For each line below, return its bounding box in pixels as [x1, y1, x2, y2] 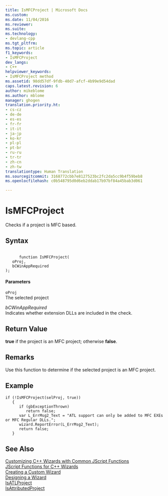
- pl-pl [5, 140, 22, 146]
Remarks [5, 353, 35, 362]
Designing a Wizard [5, 475, 47, 481]
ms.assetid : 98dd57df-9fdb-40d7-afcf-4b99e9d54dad [5, 79, 115, 84]
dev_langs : [5, 60, 29, 65]
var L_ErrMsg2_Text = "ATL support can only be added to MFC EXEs [18, 413, 163, 418]
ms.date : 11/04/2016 [5, 17, 50, 22]
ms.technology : [5, 31, 38, 36]
